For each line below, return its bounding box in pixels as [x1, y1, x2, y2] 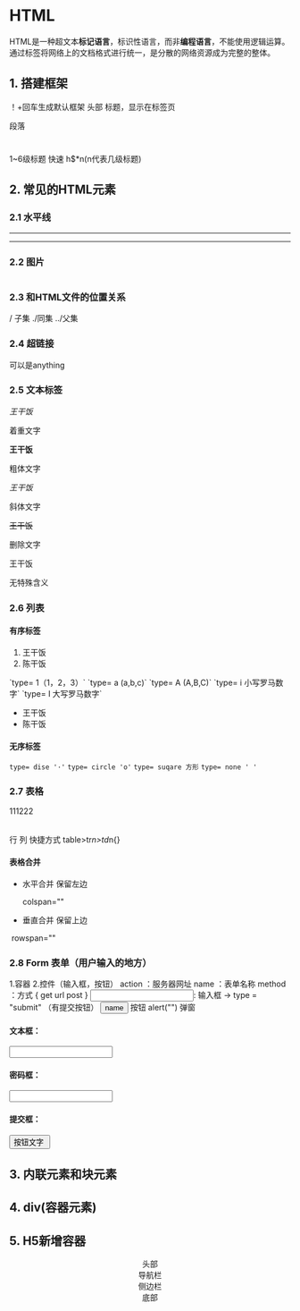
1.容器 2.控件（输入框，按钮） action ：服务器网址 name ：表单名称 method [9, 978, 287, 989]
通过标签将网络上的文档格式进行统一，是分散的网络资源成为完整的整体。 [9, 47, 275, 58]
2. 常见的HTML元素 [9, 182, 116, 198]
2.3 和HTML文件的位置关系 [9, 291, 127, 303]
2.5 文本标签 [9, 384, 63, 396]
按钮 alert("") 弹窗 [129, 1002, 196, 1012]
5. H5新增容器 [9, 1233, 87, 1248]
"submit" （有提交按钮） [9, 1002, 99, 1012]
